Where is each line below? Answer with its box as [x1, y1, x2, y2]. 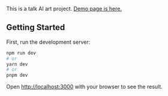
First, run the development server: [6, 38, 91, 46]
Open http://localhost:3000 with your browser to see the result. [6, 83, 163, 91]
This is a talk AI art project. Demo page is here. [6, 5, 122, 12]
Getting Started [6, 22, 65, 32]
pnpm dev [6, 72, 28, 79]
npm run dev [6, 50, 36, 56]
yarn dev [6, 61, 28, 67]
